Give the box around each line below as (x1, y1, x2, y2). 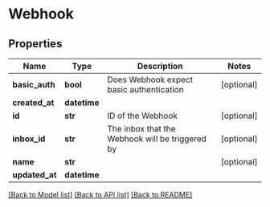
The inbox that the (107, 124, 176, 134)
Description (137, 61, 183, 71)
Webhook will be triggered (107, 133, 207, 144)
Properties (8, 37, 63, 51)
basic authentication (107, 84, 184, 95)
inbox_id (12, 133, 46, 144)
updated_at (12, 169, 57, 181)
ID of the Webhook (107, 110, 178, 121)
